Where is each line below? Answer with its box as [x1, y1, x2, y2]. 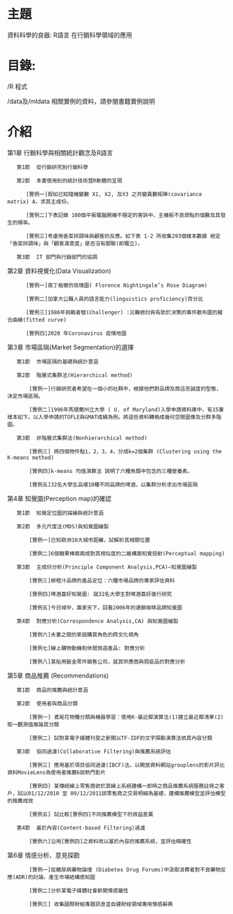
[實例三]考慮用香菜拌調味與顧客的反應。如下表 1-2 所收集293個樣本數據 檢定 [25, 232, 221, 239]
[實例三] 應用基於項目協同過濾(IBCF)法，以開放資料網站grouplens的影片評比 [29, 761, 225, 768]
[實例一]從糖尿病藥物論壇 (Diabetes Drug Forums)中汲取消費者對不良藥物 [29, 866, 221, 873]
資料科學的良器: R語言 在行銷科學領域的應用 [7, 31, 132, 39]
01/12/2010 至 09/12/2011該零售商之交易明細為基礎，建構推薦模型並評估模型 [27, 790, 226, 797]
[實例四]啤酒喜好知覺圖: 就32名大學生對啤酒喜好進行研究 [29, 590, 172, 597]
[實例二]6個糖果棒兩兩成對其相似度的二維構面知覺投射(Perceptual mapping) [29, 550, 225, 557]
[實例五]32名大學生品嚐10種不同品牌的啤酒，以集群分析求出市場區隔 [29, 481, 198, 488]
